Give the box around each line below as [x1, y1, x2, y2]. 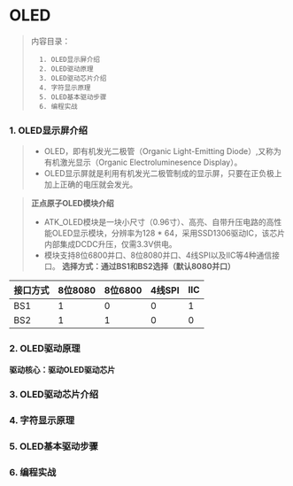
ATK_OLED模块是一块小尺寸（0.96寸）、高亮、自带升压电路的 [43, 217, 267, 228]
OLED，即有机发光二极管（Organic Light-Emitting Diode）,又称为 [43, 146, 281, 157]
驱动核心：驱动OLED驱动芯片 [9, 364, 116, 374]
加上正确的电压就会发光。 [43, 179, 138, 190]
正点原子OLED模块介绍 [30, 198, 115, 209]
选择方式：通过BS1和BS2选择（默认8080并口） [61, 261, 236, 272]
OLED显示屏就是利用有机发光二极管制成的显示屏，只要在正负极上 [43, 168, 282, 179]
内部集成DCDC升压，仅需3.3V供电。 [43, 239, 177, 250]
